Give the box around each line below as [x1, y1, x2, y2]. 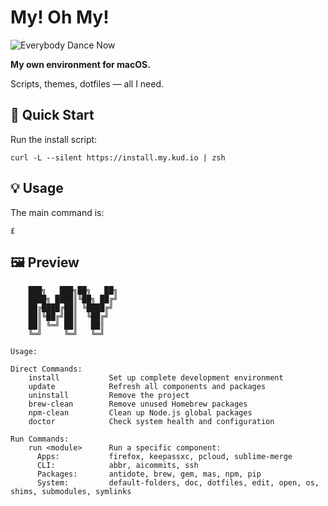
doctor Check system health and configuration [28, 417, 275, 427]
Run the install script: [10, 133, 98, 145]
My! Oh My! [10, 6, 110, 29]
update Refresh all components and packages [28, 382, 267, 392]
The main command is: [10, 206, 105, 218]
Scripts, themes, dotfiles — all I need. [10, 77, 165, 90]
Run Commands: [10, 434, 70, 445]
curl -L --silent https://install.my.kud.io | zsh [10, 152, 226, 163]
